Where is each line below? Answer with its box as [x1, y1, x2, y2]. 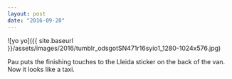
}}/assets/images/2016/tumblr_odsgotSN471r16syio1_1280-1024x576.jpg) [7, 44, 221, 52]
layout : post [7, 10, 46, 18]
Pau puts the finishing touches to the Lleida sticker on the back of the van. [7, 57, 226, 66]
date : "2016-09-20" [7, 17, 65, 24]
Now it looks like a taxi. [7, 65, 75, 73]
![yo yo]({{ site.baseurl [7, 36, 73, 44]
